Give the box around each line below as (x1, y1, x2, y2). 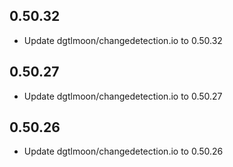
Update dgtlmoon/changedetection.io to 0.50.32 (23, 34, 223, 46)
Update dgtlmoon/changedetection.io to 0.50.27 (23, 90, 223, 102)
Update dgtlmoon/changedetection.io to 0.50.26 (23, 145, 224, 158)
